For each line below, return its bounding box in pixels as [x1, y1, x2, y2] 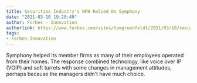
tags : [6, 30, 19, 36]
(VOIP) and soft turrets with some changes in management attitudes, [6, 64, 172, 71]
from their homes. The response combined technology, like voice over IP [6, 58, 182, 65]
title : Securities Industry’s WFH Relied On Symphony [6, 8, 141, 15]
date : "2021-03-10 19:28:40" [6, 14, 77, 20]
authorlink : [6, 25, 35, 31]
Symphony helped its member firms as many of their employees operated [6, 52, 184, 58]
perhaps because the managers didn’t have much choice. [6, 71, 145, 77]
